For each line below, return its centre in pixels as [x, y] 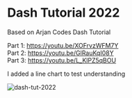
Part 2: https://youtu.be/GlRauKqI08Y [60, 53]
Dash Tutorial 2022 [64, 13]
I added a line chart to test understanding [66, 74]
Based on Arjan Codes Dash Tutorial [59, 32]
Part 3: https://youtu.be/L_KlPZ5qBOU [62, 60]
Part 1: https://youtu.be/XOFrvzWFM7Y [63, 45]
